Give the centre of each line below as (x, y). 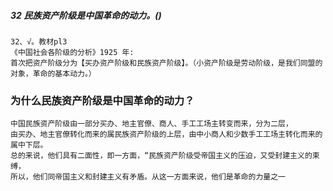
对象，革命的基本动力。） (53, 73)
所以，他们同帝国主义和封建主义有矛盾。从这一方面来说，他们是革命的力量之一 (148, 177)
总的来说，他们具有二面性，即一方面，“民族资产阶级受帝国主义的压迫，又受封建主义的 (161, 156)
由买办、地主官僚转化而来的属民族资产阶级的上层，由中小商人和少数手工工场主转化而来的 (166, 135)
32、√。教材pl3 (39, 41)
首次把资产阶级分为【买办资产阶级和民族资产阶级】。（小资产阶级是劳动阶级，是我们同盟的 (166, 63)
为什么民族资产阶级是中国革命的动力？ (102, 100)
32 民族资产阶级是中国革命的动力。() (86, 15)
